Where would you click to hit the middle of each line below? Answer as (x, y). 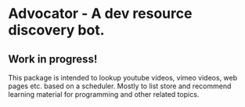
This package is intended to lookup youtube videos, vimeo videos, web (123, 78)
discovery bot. (56, 30)
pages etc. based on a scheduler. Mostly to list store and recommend (120, 86)
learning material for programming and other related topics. (104, 94)
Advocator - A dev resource (100, 14)
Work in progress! (53, 59)
